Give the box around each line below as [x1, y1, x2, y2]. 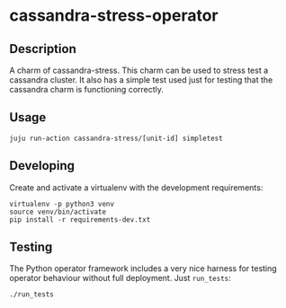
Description [9, 41, 76, 57]
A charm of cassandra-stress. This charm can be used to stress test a [9, 65, 269, 75]
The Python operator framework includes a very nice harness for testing [9, 263, 277, 274]
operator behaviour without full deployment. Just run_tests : [9, 273, 231, 284]
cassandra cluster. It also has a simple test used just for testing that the [9, 75, 273, 85]
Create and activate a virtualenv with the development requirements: [9, 181, 264, 193]
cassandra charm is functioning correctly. [9, 84, 165, 94]
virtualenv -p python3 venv [9, 199, 115, 208]
